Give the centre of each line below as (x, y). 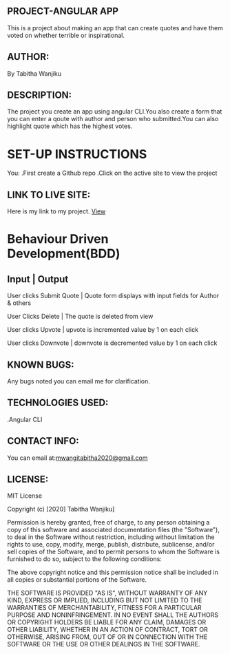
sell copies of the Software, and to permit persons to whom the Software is (114, 552)
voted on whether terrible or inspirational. (66, 35)
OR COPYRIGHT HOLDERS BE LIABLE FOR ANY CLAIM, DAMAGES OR (107, 622)
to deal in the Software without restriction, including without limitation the (111, 537)
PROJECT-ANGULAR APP (63, 11)
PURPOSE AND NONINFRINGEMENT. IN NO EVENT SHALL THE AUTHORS (113, 615)
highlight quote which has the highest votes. (70, 126)
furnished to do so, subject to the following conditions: (84, 559)
